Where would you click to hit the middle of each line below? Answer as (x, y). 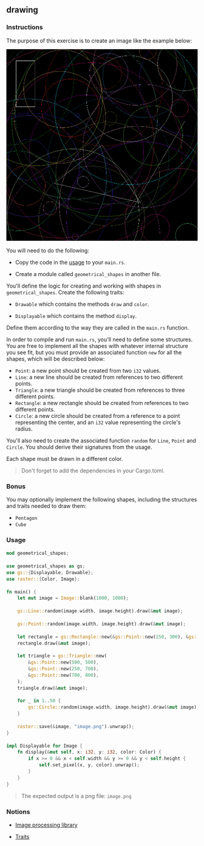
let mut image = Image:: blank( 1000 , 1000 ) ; (73, 598)
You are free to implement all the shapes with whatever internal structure (97, 345)
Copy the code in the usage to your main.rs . (70, 262)
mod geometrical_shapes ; (38, 553)
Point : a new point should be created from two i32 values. (88, 370)
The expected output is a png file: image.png (76, 796)
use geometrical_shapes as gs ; (46, 566)
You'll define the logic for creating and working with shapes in (84, 286)
